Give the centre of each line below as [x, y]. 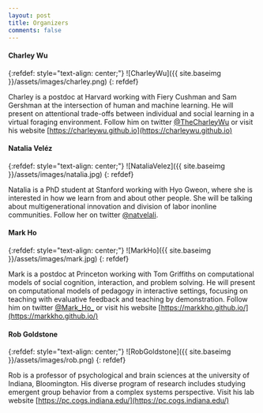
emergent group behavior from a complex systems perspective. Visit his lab [131, 392]
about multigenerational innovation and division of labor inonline [113, 206]
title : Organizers [38, 23]
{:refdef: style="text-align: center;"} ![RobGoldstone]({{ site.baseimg [120, 351]
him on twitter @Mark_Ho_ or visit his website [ [85, 307]
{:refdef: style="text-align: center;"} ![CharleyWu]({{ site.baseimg [115, 73]
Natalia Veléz [30, 148]
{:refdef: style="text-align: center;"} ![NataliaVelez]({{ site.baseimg [116, 166]
